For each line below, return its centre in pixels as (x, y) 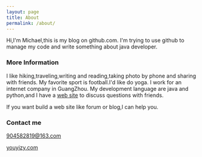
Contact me (24, 122)
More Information (32, 62)
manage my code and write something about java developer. (82, 47)
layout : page (23, 12)
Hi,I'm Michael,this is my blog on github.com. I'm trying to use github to (96, 41)
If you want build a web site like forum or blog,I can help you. (82, 107)
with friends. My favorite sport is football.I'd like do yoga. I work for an (94, 82)
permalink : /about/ (31, 23)
